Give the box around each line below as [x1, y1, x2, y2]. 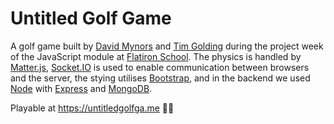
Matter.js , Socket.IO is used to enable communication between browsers [10, 61, 310, 73]
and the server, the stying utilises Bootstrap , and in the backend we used [10, 72, 311, 84]
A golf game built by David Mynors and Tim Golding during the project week [10, 40, 324, 52]
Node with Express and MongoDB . [10, 82, 153, 94]
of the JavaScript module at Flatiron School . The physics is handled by [10, 50, 302, 62]
